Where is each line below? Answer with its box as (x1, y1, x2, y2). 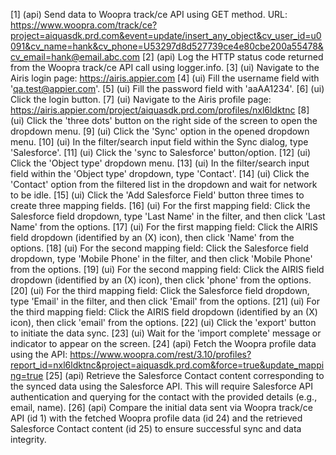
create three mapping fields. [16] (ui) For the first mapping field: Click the (10, 200, 311, 211)
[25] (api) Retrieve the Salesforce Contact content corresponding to (45, 370, 325, 381)
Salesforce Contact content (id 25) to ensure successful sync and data (10, 423, 302, 434)
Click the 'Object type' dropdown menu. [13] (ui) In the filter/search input (10, 157, 310, 169)
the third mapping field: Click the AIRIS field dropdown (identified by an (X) (10, 306, 318, 318)
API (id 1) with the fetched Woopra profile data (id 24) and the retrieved (10, 412, 303, 424)
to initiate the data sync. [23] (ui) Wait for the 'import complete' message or (10, 327, 322, 339)
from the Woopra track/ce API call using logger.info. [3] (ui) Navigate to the (10, 62, 320, 73)
